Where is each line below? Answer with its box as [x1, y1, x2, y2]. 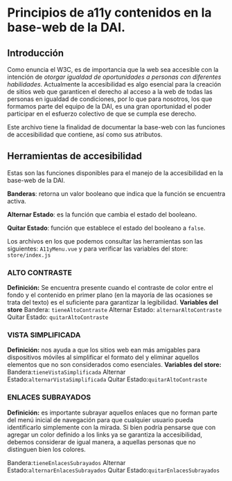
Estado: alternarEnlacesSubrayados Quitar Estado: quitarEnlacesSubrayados [7, 466, 220, 474]
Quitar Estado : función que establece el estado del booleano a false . [7, 224, 206, 232]
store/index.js [7, 251, 51, 259]
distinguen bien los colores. [7, 445, 87, 453]
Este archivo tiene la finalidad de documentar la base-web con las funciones [7, 123, 226, 131]
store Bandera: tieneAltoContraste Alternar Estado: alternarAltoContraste [7, 306, 222, 314]
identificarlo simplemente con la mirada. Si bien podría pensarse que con [7, 423, 216, 431]
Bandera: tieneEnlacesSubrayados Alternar [7, 458, 126, 466]
